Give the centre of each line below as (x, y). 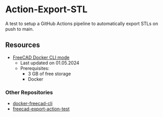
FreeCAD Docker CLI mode (41, 57)
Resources (23, 45)
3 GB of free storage (49, 74)
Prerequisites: (35, 68)
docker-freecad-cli (32, 104)
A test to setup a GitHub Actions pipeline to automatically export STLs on (82, 24)
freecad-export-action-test (41, 109)
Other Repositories (29, 92)
